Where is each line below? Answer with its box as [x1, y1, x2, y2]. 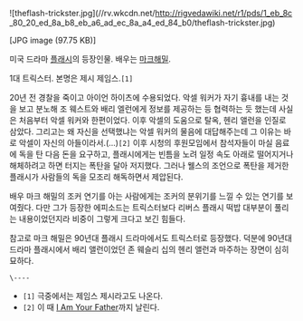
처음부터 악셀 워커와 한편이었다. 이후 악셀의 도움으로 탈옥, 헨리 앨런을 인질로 [18, 115, 287, 125]
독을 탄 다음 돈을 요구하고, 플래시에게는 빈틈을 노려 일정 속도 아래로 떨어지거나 [18, 149, 294, 160]
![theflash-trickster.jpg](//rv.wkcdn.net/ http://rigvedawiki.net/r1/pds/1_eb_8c [9, 8, 293, 18]
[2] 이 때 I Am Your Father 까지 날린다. [22, 302, 160, 312]
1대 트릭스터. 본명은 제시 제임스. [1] [9, 73, 134, 83]
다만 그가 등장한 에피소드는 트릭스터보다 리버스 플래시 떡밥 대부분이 [35, 202, 273, 212]
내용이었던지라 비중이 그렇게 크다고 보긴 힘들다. [18, 213, 186, 224]
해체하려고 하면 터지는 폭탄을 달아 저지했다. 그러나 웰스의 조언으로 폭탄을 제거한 [9, 160, 289, 170]
